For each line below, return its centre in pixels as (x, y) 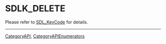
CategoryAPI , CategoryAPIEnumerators (45, 36)
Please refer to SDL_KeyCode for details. (46, 22)
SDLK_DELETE (35, 9)
